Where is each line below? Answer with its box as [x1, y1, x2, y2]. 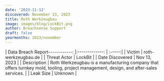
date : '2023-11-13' [5, 7, 46, 12]
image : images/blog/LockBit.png [5, 21, 72, 26]
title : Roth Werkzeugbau [5, 16, 57, 21]
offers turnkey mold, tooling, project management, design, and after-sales [5, 64, 157, 70]
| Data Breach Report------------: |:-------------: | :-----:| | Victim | [5, 48, 142, 55]
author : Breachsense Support [5, 26, 66, 31]
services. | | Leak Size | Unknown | [5, 70, 77, 76]
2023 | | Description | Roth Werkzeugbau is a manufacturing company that [5, 59, 159, 65]
